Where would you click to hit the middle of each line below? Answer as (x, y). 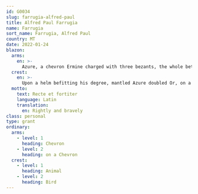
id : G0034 (18, 12)
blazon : (16, 50)
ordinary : (18, 127)
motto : (19, 89)
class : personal (26, 116)
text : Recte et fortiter (47, 94)
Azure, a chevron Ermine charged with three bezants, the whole (102, 67)
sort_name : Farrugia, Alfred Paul (49, 34)
